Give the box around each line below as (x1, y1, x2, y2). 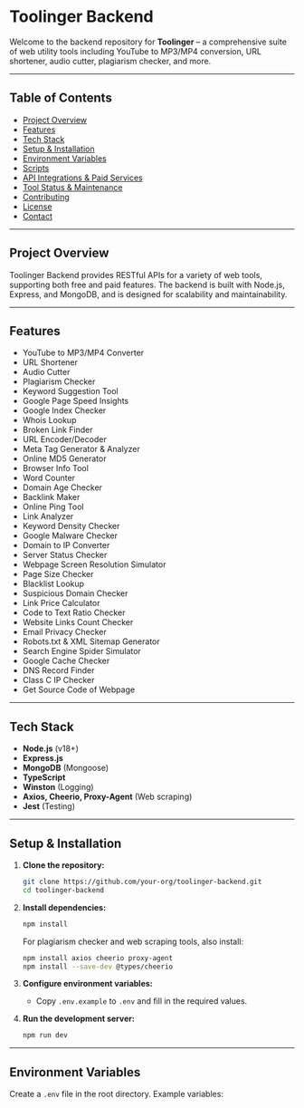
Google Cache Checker (22, 655, 110, 667)
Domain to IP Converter (22, 540, 110, 551)
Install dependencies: (22, 901, 107, 912)
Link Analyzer (22, 511, 74, 522)
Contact (22, 210, 52, 221)
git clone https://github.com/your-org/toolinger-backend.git (22, 877, 262, 886)
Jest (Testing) (22, 801, 75, 812)
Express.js (22, 753, 63, 764)
